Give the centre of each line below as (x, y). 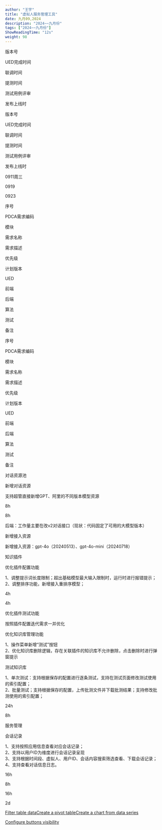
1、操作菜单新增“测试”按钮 (31, 644)
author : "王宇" (20, 10)
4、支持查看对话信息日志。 (32, 765)
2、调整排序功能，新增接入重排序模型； (45, 584)
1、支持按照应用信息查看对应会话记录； (44, 746)
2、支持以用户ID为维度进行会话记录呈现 (45, 752)
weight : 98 (16, 37)
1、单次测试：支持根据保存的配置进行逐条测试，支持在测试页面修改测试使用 (81, 677)
